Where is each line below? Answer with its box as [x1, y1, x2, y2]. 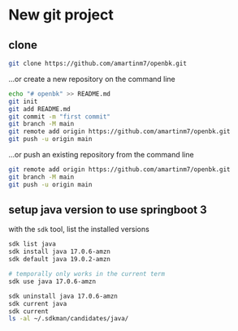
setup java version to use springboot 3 [8, 203, 207, 217]
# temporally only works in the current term [8, 270, 165, 278]
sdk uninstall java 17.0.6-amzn [8, 292, 118, 300]
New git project [8, 6, 114, 24]
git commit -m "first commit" [8, 112, 111, 121]
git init [8, 97, 38, 105]
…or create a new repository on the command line [8, 74, 176, 84]
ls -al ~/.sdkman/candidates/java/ [8, 315, 129, 323]
